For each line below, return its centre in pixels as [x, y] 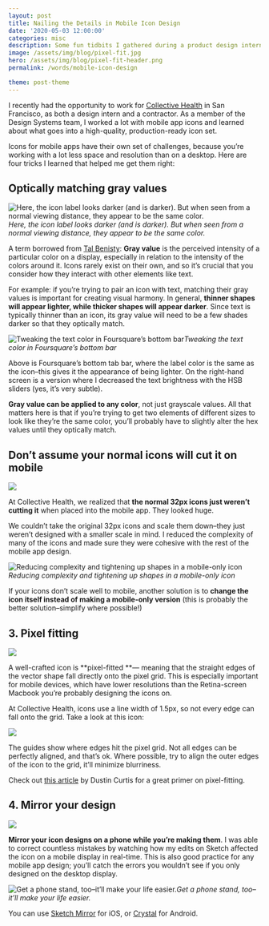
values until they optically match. [62, 430]
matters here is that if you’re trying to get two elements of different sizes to [132, 413]
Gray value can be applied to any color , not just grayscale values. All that [130, 405]
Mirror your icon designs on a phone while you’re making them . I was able [133, 839]
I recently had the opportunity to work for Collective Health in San [117, 105]
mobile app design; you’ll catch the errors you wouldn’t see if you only [124, 865]
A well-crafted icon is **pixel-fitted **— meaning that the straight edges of [132, 668]
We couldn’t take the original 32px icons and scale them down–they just [127, 526]
